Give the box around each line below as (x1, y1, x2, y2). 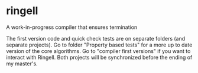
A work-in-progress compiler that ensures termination (6, 24, 138, 31)
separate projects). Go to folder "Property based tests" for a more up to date (6, 41, 193, 48)
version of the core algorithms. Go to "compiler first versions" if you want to (6, 47, 191, 54)
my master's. (6, 60, 38, 67)
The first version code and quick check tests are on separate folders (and (6, 35, 186, 42)
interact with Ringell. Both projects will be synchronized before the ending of (6, 54, 193, 61)
